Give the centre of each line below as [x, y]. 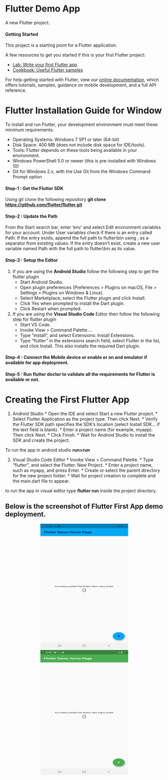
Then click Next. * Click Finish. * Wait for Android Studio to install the [84, 435]
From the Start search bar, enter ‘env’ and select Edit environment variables [83, 227]
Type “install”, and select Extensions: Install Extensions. [77, 335]
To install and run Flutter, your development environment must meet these [81, 125]
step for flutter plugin [34, 319]
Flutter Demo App [43, 9]
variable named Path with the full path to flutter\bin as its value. [71, 249]
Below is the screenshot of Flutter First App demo [84, 507]
